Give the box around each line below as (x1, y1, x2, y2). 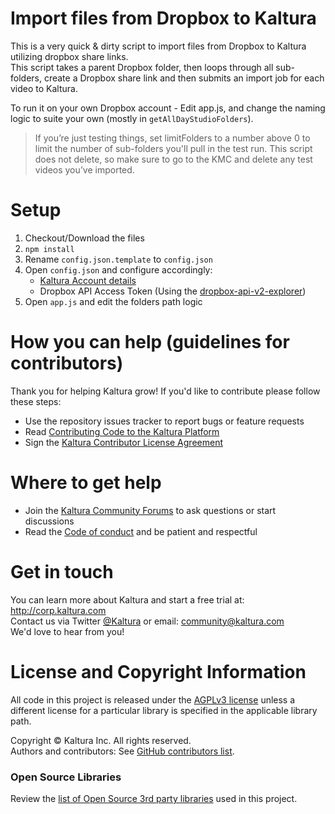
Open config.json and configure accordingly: (24, 263, 213, 276)
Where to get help (10, 472, 162, 494)
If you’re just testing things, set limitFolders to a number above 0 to (34, 132, 311, 144)
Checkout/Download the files (24, 232, 145, 244)
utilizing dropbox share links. (10, 50, 129, 62)
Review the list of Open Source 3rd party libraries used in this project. (10, 792, 298, 804)
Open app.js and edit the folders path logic (24, 295, 203, 307)
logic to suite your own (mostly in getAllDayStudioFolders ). (10, 112, 254, 124)
